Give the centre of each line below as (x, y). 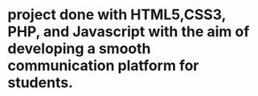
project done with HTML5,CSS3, (117, 15)
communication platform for (103, 66)
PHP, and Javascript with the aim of (129, 32)
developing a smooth (79, 49)
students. (41, 83)
